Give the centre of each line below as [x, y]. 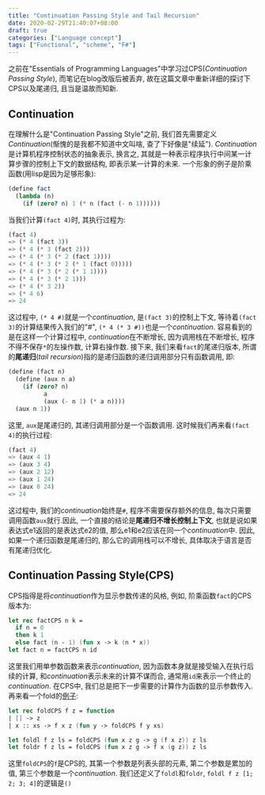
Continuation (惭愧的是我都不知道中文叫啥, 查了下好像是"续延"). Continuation [132, 144]
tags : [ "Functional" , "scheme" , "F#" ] [72, 45]
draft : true [28, 30]
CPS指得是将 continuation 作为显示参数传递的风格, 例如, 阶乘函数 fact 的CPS [130, 595]
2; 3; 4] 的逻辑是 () [40, 783]
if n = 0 [30, 628]
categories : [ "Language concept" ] [65, 38]
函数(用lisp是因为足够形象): [52, 173]
